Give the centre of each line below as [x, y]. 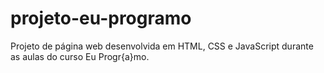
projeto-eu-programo [101, 18]
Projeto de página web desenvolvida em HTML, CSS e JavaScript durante [162, 46]
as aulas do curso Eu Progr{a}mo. [80, 56]
